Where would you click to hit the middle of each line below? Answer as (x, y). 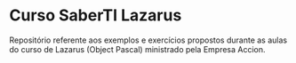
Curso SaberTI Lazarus (96, 16)
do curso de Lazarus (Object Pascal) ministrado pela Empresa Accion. (137, 49)
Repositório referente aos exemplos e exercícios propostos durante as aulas (148, 40)
